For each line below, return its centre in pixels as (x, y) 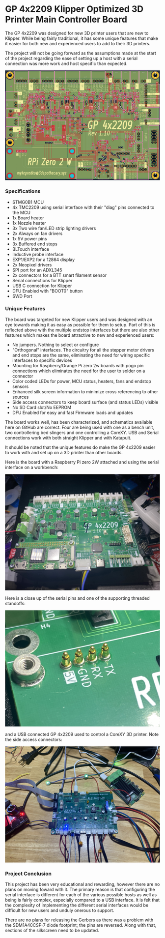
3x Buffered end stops (35, 244)
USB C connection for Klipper (42, 286)
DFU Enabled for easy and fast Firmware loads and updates (73, 412)
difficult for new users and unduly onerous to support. (60, 910)
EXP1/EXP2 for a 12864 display (43, 260)
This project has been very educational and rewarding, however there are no (82, 884)
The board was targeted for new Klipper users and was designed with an (79, 319)
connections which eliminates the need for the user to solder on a (79, 371)
